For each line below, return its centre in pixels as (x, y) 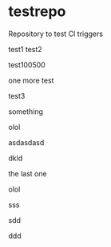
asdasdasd (26, 142)
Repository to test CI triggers (56, 34)
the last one (28, 173)
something (26, 111)
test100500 (27, 65)
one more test (31, 80)
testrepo (37, 12)
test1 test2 (25, 49)
